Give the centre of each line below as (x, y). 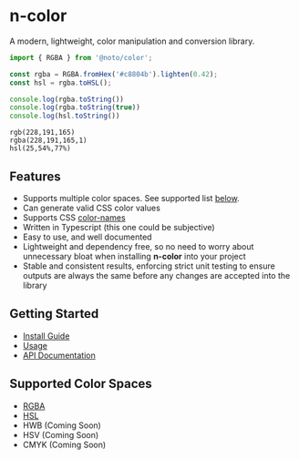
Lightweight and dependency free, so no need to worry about (138, 246)
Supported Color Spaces (81, 384)
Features (35, 176)
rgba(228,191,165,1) (49, 141)
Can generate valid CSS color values (92, 208)
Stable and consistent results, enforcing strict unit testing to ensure (149, 266)
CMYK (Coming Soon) (64, 444)
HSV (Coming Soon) (61, 434)
